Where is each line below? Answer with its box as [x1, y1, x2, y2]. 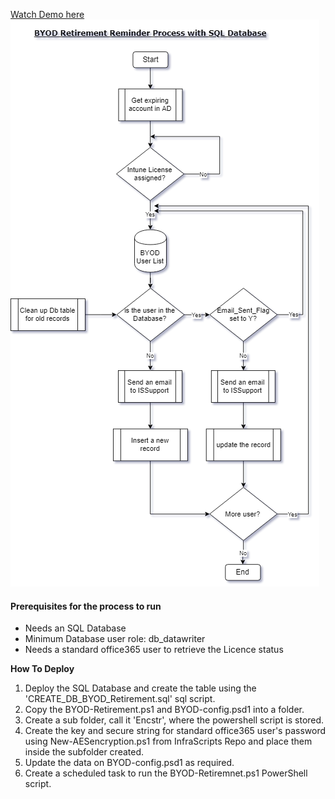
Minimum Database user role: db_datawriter [24, 633, 206, 645]
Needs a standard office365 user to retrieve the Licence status [24, 644, 284, 656]
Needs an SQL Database [24, 622, 127, 634]
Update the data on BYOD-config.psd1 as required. [24, 757, 235, 769]
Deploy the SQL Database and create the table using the [24, 682, 257, 694]
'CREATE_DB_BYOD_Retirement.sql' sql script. [24, 693, 216, 705]
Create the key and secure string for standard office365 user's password [24, 725, 327, 737]
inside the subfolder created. [24, 746, 145, 758]
